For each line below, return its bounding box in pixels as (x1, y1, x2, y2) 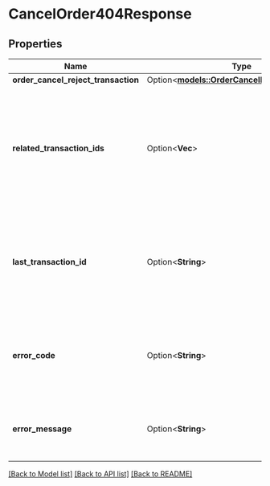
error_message (12, 423, 72, 435)
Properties (8, 37, 63, 51)
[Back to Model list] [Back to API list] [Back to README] (8, 469, 193, 479)
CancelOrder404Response (8, 5, 192, 23)
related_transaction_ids (12, 142, 104, 154)
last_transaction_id (12, 257, 87, 267)
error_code (12, 350, 56, 360)
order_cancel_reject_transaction (12, 74, 139, 85)
